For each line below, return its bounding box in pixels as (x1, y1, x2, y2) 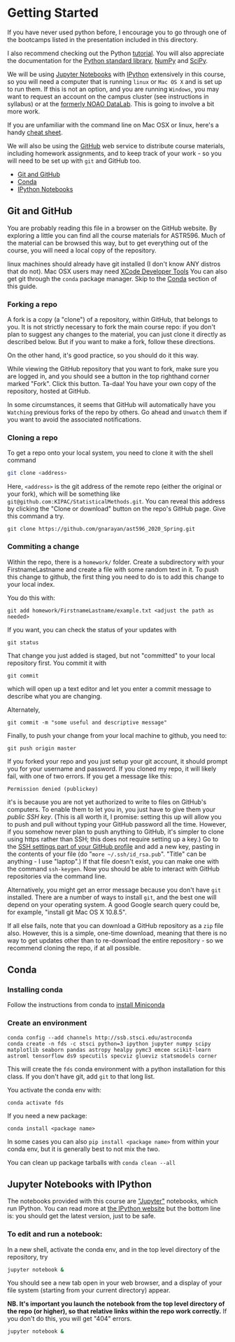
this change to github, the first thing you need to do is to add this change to (7, 572, 225, 581)
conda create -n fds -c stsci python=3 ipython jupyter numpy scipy (7, 1040, 211, 1047)
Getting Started (7, 5, 99, 21)
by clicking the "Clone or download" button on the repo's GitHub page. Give (7, 505, 226, 513)
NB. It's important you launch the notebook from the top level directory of (7, 1299, 225, 1308)
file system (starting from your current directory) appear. (7, 1286, 171, 1294)
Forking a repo (7, 299, 58, 309)
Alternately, (7, 705, 41, 714)
